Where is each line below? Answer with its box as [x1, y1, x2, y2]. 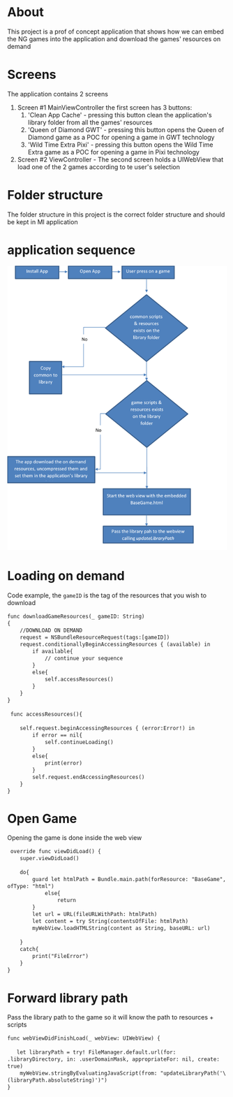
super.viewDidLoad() [20, 855, 80, 862]
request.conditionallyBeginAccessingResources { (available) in [20, 641, 211, 648]
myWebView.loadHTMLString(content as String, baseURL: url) [32, 925, 211, 932]
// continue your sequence [44, 655, 123, 662]
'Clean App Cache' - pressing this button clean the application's [27, 110, 212, 119]
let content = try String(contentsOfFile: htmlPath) [32, 918, 189, 925]
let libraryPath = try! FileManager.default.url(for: [16, 1049, 176, 1056]
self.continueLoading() [44, 739, 114, 746]
